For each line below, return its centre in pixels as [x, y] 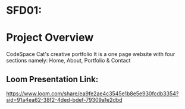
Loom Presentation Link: [52, 79]
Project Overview [50, 38]
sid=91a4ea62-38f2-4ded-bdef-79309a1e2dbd [65, 99]
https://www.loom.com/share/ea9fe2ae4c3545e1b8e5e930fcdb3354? [93, 94]
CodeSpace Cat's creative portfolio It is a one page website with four [91, 54]
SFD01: [24, 10]
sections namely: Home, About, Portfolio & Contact [68, 61]
